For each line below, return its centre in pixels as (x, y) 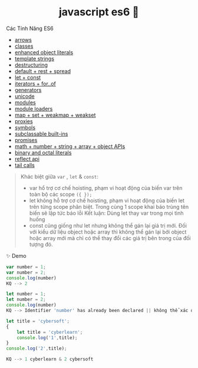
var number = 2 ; (26, 272)
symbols (25, 127)
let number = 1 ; (26, 294)
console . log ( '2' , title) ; (37, 349)
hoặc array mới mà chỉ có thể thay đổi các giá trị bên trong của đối (110, 238)
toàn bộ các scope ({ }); (61, 194)
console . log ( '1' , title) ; (47, 338)
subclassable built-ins (41, 134)
